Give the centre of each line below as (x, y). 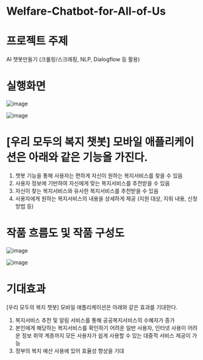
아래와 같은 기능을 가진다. (88, 158)
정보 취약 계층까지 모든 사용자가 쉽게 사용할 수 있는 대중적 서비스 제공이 (106, 336)
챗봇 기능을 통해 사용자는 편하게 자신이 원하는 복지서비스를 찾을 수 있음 (99, 175)
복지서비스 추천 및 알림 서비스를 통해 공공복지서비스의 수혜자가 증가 (95, 320)
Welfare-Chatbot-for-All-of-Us (86, 11)
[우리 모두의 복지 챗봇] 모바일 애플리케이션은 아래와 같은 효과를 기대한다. (92, 307)
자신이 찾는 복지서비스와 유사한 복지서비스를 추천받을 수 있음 (87, 191)
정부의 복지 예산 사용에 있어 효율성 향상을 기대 (69, 351)
